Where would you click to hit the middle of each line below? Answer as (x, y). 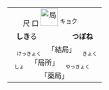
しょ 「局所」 (37, 64)
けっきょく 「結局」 (46, 51)
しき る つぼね (54, 36)
